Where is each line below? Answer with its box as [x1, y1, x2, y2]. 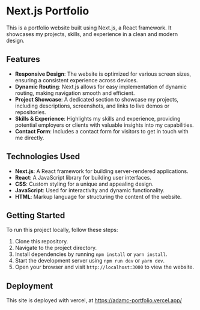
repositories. [14, 108, 46, 115]
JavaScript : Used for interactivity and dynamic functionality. [14, 186, 165, 193]
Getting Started [6, 210, 65, 220]
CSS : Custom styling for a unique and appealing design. [14, 180, 154, 187]
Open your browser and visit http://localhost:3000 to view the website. [14, 263, 195, 271]
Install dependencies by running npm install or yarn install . [14, 251, 168, 258]
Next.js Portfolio [6, 4, 89, 18]
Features [6, 54, 40, 64]
